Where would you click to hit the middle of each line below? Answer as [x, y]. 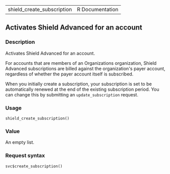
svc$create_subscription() [34, 166]
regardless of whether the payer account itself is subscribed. [69, 74]
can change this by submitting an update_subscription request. [72, 94]
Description [20, 42]
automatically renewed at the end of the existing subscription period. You [82, 89]
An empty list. [20, 142]
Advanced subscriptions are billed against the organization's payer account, [86, 68]
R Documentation [98, 9]
